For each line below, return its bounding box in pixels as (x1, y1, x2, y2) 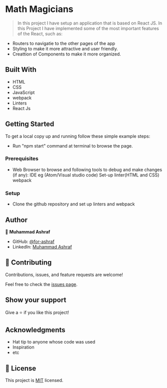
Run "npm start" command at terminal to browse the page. (12, 142, 133, 148)
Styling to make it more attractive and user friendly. (12, 45, 118, 51)
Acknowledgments (5, 325, 66, 334)
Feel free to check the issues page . (5, 281, 77, 287)
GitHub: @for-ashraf (12, 238, 55, 244)
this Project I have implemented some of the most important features (17, 25, 159, 31)
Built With (5, 65, 36, 74)
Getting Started (5, 120, 54, 128)
